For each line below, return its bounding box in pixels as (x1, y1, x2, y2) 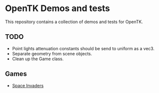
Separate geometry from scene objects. (12, 51, 92, 56)
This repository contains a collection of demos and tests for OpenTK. (5, 19, 143, 25)
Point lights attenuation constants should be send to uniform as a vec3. (12, 45, 155, 51)
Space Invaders (12, 82, 44, 88)
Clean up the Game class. (12, 56, 64, 62)
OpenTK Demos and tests (5, 3, 110, 14)
